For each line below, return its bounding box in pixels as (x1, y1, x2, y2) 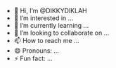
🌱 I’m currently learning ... (13, 22, 89, 29)
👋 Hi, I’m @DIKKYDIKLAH (13, 7, 87, 15)
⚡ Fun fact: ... (13, 54, 53, 62)
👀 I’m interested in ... (13, 14, 74, 22)
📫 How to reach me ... (13, 37, 79, 44)
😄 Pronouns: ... (13, 46, 60, 55)
